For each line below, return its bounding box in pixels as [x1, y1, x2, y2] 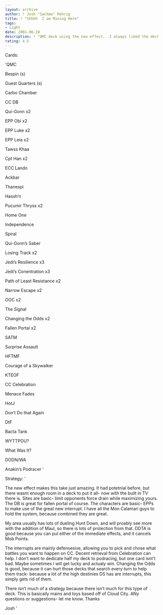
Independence [5, 222, 34, 227]
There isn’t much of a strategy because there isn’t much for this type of [5, 585, 148, 591]
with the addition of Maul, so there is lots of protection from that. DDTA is [5, 525, 151, 531]
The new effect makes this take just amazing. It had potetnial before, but [5, 485, 149, 491]
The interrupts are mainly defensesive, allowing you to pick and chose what [5, 545, 156, 551]
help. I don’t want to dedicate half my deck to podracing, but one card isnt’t [5, 555, 156, 561]
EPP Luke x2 [5, 127, 31, 133]
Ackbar [5, 174, 20, 180]
